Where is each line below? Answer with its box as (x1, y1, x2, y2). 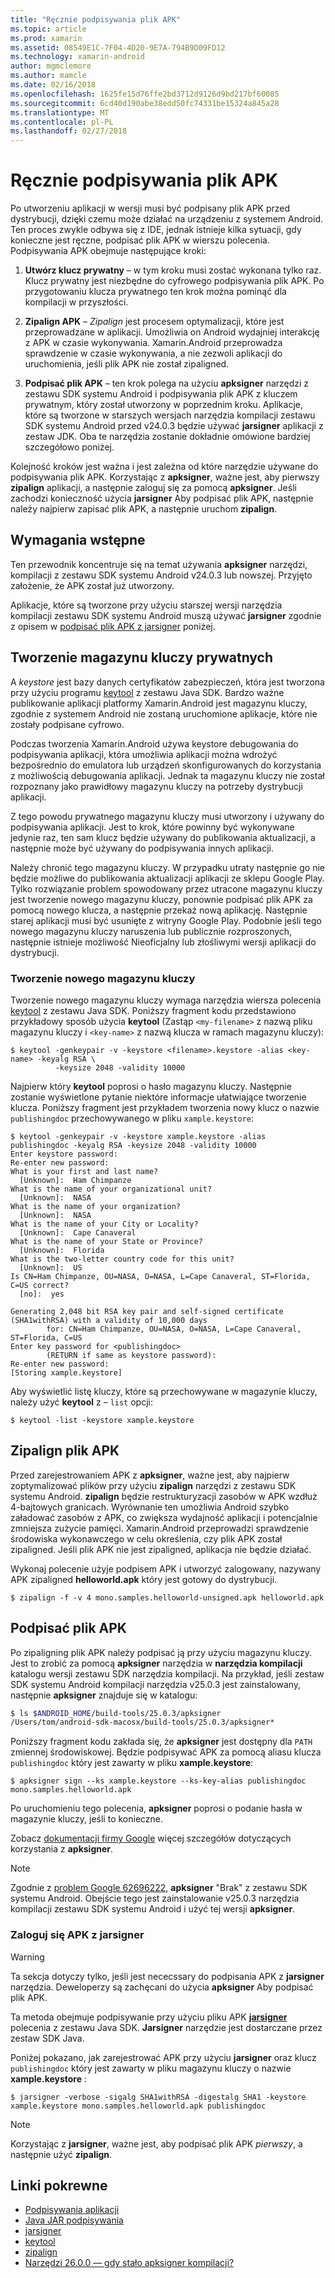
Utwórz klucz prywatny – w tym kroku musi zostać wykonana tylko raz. (24, 264, 322, 276)
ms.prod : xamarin (10, 33, 83, 43)
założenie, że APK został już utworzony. (10, 579, 175, 591)
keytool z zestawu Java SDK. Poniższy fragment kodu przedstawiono (10, 1004, 297, 1016)
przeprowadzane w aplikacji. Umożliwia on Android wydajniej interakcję (24, 326, 320, 338)
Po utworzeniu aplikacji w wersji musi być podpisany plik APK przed (10, 202, 291, 215)
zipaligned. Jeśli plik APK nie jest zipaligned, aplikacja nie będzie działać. (10, 1543, 312, 1555)
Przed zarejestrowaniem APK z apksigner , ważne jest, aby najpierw (10, 1469, 290, 1481)
